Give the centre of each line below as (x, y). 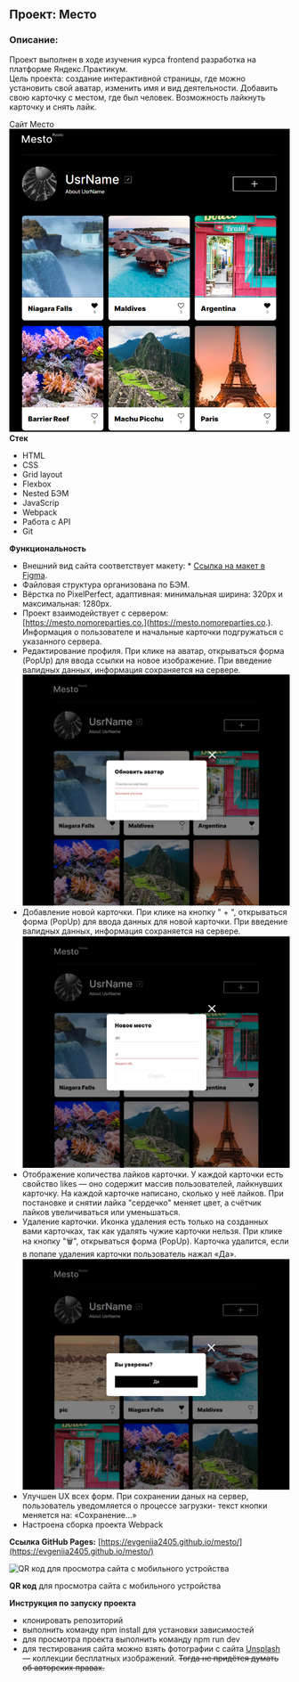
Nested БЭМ (45, 493)
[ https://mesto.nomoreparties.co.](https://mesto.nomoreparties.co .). (147, 622)
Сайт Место (32, 124)
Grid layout (42, 474)
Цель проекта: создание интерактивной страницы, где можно (128, 78)
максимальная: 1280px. (67, 603)
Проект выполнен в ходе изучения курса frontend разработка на (133, 59)
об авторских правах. (63, 1667)
